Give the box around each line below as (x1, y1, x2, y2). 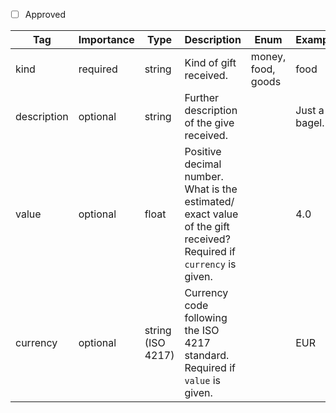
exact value (184, 207, 239, 221)
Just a (295, 104, 325, 118)
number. (184, 170, 224, 184)
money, (250, 50, 287, 64)
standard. (184, 349, 230, 363)
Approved (24, 9, 67, 20)
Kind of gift (184, 56, 237, 70)
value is (184, 374, 221, 388)
